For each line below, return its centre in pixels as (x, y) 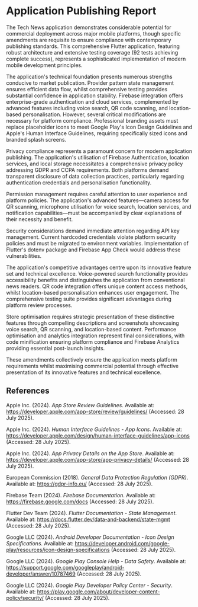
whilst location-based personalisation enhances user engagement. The (93, 292)
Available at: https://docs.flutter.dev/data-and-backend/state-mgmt (88, 519)
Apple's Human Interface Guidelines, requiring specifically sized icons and (97, 133)
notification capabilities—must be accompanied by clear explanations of (94, 213)
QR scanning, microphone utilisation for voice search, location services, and (99, 206)
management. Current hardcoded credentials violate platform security (91, 237)
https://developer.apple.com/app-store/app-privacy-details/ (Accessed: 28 (98, 459)
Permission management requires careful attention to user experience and (97, 194)
